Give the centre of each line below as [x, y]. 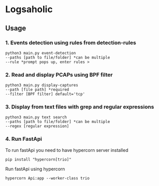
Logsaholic [29, 9]
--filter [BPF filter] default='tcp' [45, 94]
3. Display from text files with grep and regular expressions [80, 107]
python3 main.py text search [36, 117]
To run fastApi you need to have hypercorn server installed [67, 150]
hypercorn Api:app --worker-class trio [47, 178]
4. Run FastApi [24, 139]
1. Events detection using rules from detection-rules [71, 43]
